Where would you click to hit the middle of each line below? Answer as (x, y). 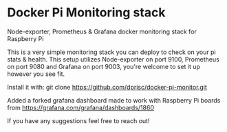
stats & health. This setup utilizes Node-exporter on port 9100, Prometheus (113, 59)
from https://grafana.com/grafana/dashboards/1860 (81, 107)
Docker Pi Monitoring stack (86, 13)
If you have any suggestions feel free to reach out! (78, 120)
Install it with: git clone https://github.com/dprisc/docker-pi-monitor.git (107, 87)
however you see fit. (36, 74)
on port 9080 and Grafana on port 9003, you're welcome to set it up (104, 66)
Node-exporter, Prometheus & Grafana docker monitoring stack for (102, 31)
